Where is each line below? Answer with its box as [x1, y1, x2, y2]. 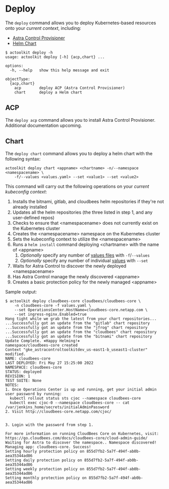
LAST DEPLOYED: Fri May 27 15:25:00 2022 [5, 360, 94, 365]
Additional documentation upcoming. [5, 122, 82, 128]
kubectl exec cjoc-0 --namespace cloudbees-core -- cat [10, 400, 130, 405]
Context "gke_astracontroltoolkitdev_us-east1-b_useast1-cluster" [5, 347, 148, 352]
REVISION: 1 [5, 373, 30, 379]
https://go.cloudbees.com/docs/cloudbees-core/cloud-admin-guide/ [5, 435, 148, 441]
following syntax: [5, 156, 41, 162]
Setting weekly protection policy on [5, 466, 85, 471]
